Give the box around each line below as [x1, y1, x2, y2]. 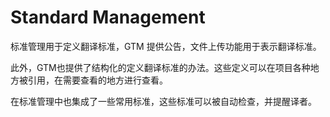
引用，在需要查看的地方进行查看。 [27, 74, 168, 86]
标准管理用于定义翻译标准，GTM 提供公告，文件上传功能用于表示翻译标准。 [10, 40, 322, 52]
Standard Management [10, 6, 206, 29]
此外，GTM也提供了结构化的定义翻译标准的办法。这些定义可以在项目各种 [10, 61, 311, 73]
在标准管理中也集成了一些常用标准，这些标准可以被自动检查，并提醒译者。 [10, 95, 317, 107]
